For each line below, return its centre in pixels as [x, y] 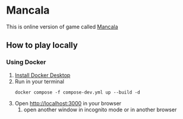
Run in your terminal [39, 81]
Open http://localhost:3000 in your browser [68, 103]
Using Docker [26, 62]
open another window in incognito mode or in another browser [100, 110]
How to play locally [42, 45]
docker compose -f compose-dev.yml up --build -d [78, 92]
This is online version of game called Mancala [62, 27]
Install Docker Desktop [42, 75]
